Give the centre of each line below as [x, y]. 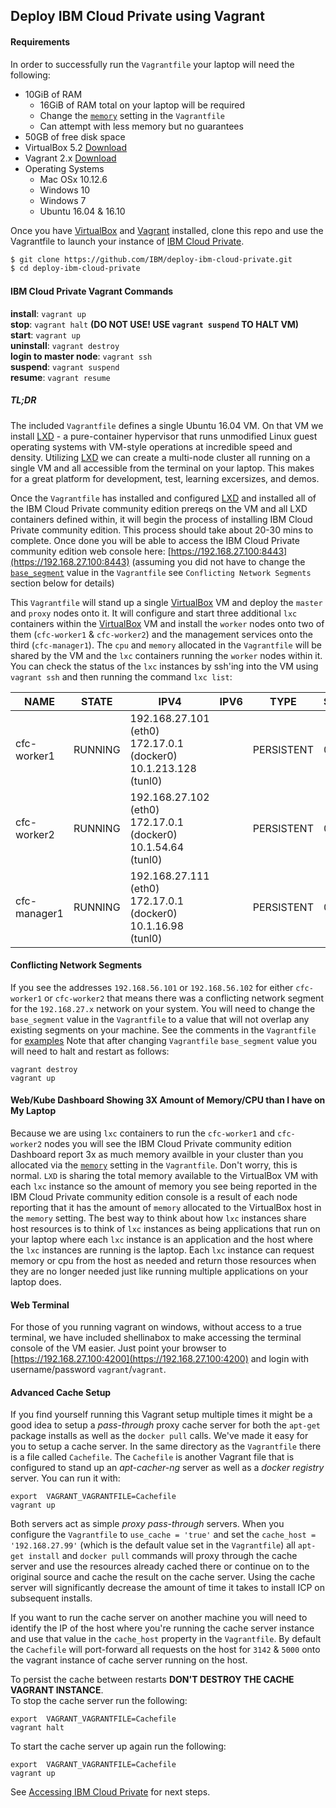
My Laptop [33, 1111]
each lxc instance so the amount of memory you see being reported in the [164, 1186]
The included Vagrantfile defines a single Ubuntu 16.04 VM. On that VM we [167, 425]
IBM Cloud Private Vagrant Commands [92, 291]
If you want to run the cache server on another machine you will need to [159, 1618]
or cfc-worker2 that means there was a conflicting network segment [184, 998]
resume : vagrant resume [60, 377]
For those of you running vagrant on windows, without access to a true [156, 1327]
